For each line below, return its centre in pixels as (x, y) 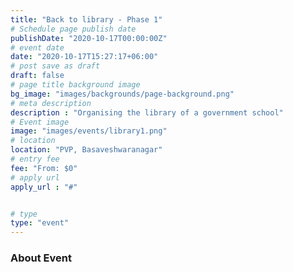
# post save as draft (55, 66)
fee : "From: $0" (44, 168)
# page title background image (75, 85)
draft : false (37, 76)
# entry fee (35, 159)
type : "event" (40, 223)
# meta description (51, 103)
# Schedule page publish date (73, 29)
